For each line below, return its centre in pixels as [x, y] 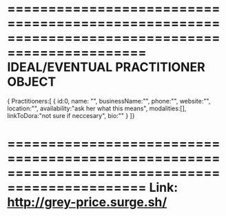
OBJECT [32, 82]
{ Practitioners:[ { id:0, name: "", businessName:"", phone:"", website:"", [109, 101]
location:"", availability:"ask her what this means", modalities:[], [97, 108]
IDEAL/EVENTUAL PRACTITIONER [106, 67]
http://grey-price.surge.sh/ [87, 203]
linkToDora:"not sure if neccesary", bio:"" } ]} [71, 115]
